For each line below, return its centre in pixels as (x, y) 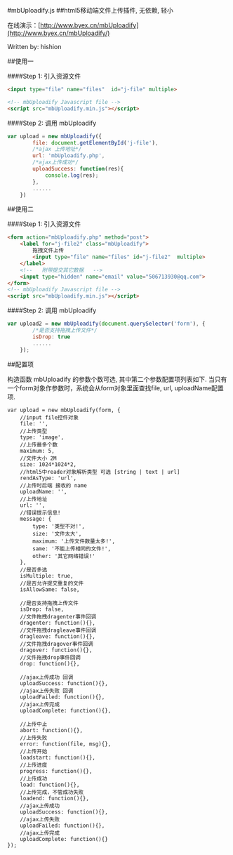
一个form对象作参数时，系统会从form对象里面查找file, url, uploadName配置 (116, 387)
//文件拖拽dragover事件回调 (56, 644)
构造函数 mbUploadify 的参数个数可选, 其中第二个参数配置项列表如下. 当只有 (117, 379)
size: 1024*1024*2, (48, 464)
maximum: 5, (37, 451)
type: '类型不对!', (59, 526)
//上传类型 (34, 431)
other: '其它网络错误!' (64, 556)
